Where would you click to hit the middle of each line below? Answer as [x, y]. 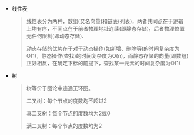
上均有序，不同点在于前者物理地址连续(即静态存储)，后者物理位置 [106, 29]
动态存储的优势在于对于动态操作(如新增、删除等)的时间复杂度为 [103, 48]
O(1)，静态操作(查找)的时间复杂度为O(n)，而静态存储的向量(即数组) [107, 56]
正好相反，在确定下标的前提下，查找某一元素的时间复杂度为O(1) [103, 63]
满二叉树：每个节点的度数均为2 [64, 126]
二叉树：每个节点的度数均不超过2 [67, 101]
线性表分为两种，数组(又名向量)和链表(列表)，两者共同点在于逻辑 [105, 21]
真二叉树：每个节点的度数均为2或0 [68, 113]
